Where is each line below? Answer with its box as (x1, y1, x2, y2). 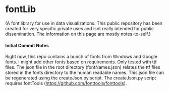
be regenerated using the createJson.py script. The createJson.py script (5, 75, 156, 81)
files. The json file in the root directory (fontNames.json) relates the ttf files (5, 64, 160, 70)
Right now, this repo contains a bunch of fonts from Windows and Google (5, 54, 158, 60)
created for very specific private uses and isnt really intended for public (5, 25, 154, 31)
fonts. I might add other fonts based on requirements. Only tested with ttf (5, 59, 157, 65)
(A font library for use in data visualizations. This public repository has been (5, 20, 163, 26)
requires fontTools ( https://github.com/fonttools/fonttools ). (5, 80, 127, 86)
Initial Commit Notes (5, 42, 49, 48)
